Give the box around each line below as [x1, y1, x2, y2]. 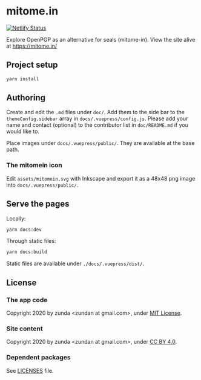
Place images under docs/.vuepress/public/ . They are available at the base [6, 140, 195, 147]
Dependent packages [6, 353, 71, 362]
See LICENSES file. [6, 367, 54, 374]
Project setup [6, 60, 59, 70]
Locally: [6, 214, 26, 222]
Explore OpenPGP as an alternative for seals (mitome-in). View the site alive [6, 36, 196, 43]
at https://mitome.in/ [6, 42, 58, 50]
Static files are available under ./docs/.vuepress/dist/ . [6, 260, 144, 267]
